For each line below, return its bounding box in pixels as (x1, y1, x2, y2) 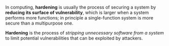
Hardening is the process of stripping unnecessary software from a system (5, 30, 164, 35)
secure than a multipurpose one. (5, 20, 74, 26)
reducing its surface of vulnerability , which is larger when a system (5, 9, 149, 15)
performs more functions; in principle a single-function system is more (5, 15, 154, 20)
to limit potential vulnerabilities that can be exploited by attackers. (5, 35, 143, 41)
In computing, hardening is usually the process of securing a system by (5, 4, 156, 10)
